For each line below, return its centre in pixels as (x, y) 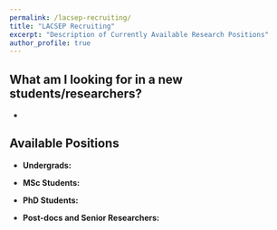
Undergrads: (47, 165)
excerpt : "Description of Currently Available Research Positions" (139, 34)
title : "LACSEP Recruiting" (62, 26)
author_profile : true (50, 43)
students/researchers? (76, 93)
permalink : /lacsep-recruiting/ (70, 18)
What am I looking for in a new (96, 79)
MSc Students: (51, 182)
